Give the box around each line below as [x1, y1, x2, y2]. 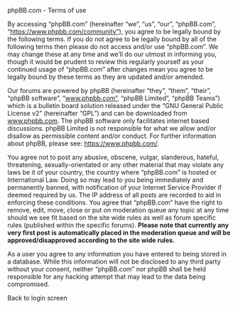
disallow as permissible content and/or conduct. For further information [7, 131, 217, 140]
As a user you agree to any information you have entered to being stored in [7, 250, 227, 258]
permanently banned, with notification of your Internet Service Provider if [7, 183, 222, 191]
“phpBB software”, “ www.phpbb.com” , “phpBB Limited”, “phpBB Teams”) [7, 94, 220, 102]
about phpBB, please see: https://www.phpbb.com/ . [7, 139, 160, 148]
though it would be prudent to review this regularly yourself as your [7, 58, 205, 66]
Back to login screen [7, 294, 67, 302]
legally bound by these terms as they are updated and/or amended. [7, 72, 205, 81]
